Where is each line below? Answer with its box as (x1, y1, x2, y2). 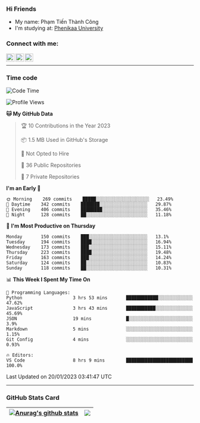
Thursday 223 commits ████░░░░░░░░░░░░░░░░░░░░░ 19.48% (6, 249, 171, 255)
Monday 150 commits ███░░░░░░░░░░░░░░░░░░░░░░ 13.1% (6, 234, 169, 240)
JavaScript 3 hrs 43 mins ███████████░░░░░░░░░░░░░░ (6, 305, 193, 311)
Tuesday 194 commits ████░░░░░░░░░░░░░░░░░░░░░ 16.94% (6, 239, 171, 245)
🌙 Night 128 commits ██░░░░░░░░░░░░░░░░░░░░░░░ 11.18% (6, 211, 171, 217)
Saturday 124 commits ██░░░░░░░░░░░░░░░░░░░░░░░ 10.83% (6, 260, 171, 266)
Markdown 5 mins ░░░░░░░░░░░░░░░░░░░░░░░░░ (6, 326, 193, 332)
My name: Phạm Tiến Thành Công (14, 18, 99, 26)
